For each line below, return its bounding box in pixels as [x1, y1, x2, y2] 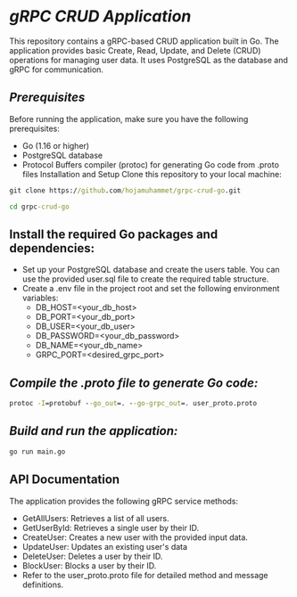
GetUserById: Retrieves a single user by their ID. [21, 522, 200, 533]
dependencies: [9, 241, 95, 256]
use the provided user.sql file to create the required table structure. [21, 274, 269, 284]
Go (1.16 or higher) [21, 140, 90, 151]
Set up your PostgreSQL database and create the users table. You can [21, 265, 280, 275]
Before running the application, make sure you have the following [9, 113, 249, 124]
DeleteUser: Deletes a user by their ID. [21, 551, 163, 561]
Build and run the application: [9, 423, 178, 438]
